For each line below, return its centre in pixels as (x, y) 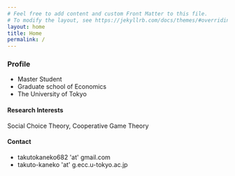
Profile (19, 64)
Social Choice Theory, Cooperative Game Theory (78, 126)
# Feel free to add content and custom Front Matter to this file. (108, 14)
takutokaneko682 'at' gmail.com (64, 157)
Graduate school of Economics (62, 87)
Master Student (40, 79)
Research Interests (35, 110)
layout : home (26, 27)
